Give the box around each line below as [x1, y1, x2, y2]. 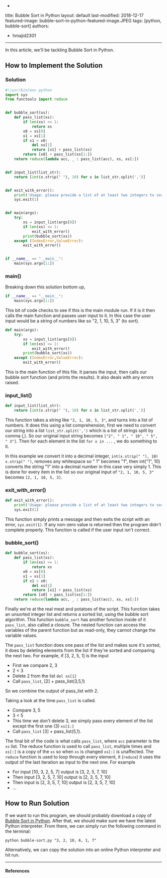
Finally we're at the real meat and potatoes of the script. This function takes [5, 606, 160, 612]
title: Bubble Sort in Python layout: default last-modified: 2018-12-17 [5, 12, 144, 18]
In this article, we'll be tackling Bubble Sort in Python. [5, 47, 114, 53]
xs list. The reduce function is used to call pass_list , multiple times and [5, 743, 152, 749]
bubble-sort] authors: [5, 23, 49, 29]
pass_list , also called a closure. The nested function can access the [5, 622, 146, 628]
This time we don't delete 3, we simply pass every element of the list [12, 718, 153, 724]
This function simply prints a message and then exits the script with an [5, 516, 150, 522]
